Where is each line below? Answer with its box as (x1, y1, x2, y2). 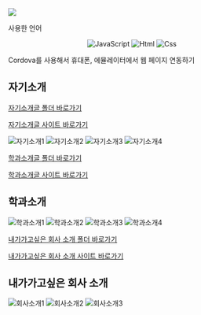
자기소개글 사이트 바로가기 (8, 120, 89, 129)
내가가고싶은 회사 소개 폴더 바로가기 (8, 234, 118, 243)
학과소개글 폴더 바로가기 (8, 153, 82, 162)
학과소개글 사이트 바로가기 (8, 169, 89, 180)
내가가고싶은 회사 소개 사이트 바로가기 (8, 251, 124, 261)
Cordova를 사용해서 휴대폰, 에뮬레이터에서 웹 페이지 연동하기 (8, 55, 195, 65)
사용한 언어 (8, 24, 42, 32)
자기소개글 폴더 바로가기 (8, 102, 82, 113)
